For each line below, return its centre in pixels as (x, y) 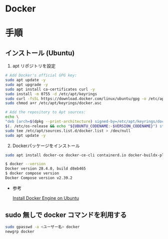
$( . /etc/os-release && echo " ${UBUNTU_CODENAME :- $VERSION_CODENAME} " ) (81, 126)
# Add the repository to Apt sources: (45, 112)
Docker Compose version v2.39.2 (39, 178)
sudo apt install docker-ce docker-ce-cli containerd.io (66, 155)
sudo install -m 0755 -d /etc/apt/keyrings (51, 94)
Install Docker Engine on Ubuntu (45, 198)
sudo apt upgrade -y (27, 85)
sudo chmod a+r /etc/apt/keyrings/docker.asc (53, 103)
